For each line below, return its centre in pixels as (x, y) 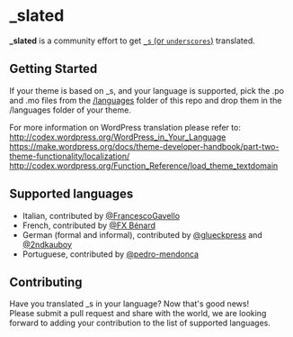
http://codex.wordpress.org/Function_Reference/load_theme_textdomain (144, 165)
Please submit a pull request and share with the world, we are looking (138, 314)
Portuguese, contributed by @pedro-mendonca (111, 254)
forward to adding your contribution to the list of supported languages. (140, 323)
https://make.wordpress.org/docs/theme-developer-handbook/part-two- (144, 146)
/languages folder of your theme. (71, 110)
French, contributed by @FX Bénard (89, 225)
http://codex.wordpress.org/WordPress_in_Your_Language (118, 137)
